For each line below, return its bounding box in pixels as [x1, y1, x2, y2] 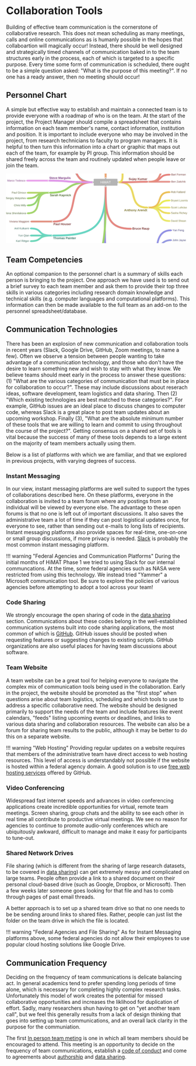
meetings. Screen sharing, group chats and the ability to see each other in [6, 809, 184, 816]
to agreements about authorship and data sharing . [6, 1053, 127, 1061]
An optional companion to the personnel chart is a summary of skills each [6, 271, 183, 278]
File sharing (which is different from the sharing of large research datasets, [6, 862, 186, 869]
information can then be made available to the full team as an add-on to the [6, 302, 187, 309]
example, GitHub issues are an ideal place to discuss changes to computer [6, 402, 185, 409]
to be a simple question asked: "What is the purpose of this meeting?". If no [6, 67, 188, 74]
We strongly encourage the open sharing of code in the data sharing [6, 611, 171, 619]
